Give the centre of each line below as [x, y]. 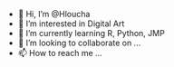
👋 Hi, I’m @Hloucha [54, 14]
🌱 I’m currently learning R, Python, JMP [91, 33]
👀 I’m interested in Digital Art [71, 24]
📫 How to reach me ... [60, 53]
